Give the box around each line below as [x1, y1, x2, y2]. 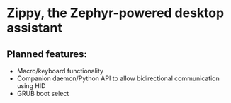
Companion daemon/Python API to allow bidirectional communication [16, 74, 220, 83]
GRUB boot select [16, 90, 69, 97]
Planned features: [6, 48, 88, 60]
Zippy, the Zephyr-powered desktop [6, 5, 225, 21]
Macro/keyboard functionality [16, 67, 104, 75]
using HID [16, 82, 46, 90]
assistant [6, 20, 63, 36]
